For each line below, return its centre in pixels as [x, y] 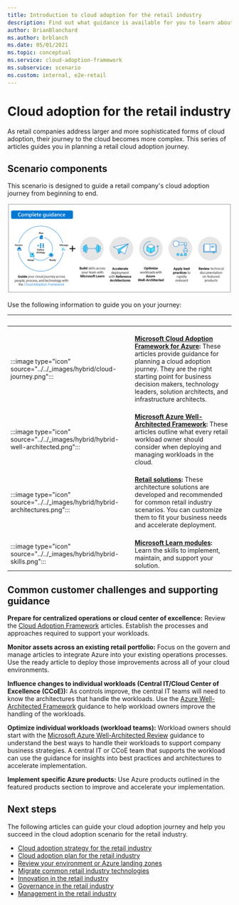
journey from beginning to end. [53, 193]
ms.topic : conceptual [39, 53]
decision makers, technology [177, 384]
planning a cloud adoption [173, 361]
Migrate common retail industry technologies [83, 871]
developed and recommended [179, 495]
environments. [28, 670]
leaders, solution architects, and [181, 392]
